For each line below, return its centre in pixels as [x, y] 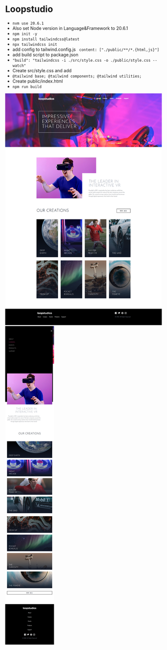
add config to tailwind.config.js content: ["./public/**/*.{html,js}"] [86, 49]
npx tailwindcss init [35, 44]
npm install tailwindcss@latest [46, 39]
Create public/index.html [38, 81]
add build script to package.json [45, 54]
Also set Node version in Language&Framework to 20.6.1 [70, 28]
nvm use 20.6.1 [28, 23]
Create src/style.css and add [42, 70]
